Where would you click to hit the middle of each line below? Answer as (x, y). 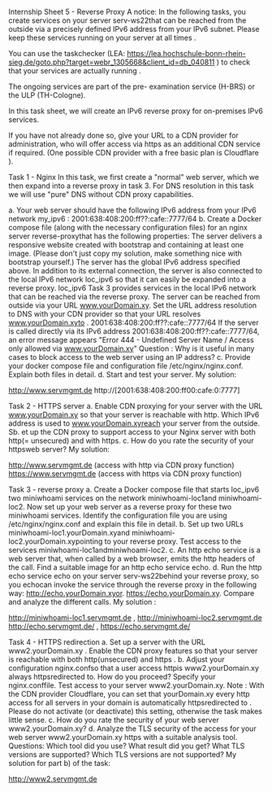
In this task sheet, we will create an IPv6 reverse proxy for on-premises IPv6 (136, 111)
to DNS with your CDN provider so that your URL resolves (105, 314)
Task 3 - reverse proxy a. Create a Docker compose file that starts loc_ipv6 (134, 489)
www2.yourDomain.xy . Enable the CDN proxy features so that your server (133, 651)
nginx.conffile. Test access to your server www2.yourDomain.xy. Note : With (136, 685)
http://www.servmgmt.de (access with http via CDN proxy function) (121, 465)
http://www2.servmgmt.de (53, 779)
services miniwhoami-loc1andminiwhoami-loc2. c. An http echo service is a (135, 550)
